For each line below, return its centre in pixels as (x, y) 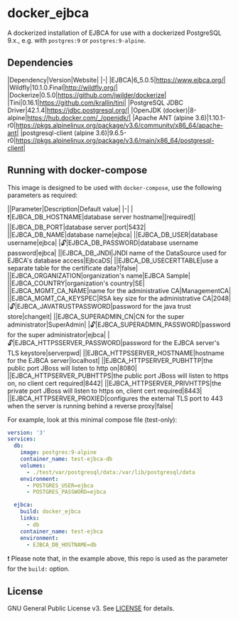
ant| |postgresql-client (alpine (51, 132)
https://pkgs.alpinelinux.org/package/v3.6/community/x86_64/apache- (119, 125)
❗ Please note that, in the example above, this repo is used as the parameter (118, 559)
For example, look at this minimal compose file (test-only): (92, 419)
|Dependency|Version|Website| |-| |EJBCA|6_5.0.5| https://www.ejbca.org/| (117, 80)
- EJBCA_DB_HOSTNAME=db (61, 545)
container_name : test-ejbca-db (66, 459)
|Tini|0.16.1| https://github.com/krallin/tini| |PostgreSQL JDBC (95, 102)
